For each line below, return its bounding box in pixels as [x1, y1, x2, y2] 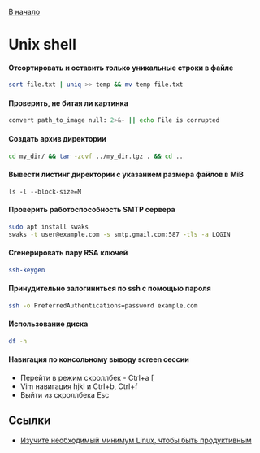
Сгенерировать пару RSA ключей [8, 248, 128, 258]
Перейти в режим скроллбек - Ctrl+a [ [19, 373, 154, 383]
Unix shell [8, 36, 77, 54]
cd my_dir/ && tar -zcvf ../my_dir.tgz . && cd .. [8, 152, 184, 160]
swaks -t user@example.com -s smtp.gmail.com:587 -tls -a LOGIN [8, 230, 231, 238]
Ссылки [8, 414, 51, 428]
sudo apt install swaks [8, 223, 89, 231]
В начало [8, 7, 41, 16]
